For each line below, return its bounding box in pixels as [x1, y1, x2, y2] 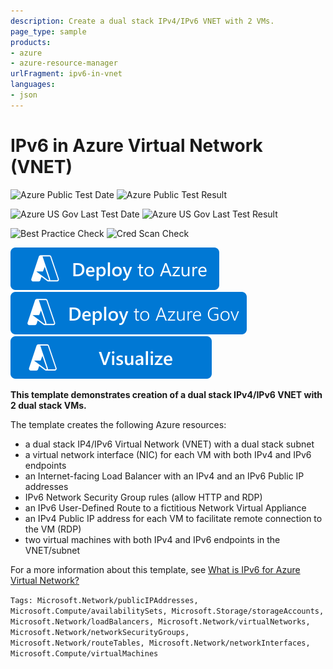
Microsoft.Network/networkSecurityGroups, [10, 627, 190, 637]
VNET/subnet [24, 544, 81, 556]
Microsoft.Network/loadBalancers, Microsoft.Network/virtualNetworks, [10, 616, 311, 627]
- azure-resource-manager [10, 58, 118, 69]
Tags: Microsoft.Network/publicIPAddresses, [10, 595, 199, 605]
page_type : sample [10, 26, 87, 37]
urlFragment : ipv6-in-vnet [10, 69, 123, 79]
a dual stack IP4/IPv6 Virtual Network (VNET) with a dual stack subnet [24, 438, 315, 450]
